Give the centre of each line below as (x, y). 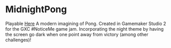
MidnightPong (36, 9)
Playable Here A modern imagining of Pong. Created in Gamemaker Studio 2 (86, 23)
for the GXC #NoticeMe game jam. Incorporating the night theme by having (84, 29)
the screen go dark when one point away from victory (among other (77, 34)
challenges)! (18, 40)
